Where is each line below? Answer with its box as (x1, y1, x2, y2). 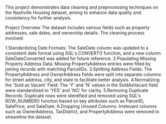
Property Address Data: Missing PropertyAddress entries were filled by (5, 61, 151, 66)
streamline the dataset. (5, 114, 52, 119)
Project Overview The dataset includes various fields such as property (5, 24, 150, 30)
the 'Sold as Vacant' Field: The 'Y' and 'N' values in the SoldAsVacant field (5, 82, 158, 88)
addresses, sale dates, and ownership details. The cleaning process (5, 30, 145, 35)
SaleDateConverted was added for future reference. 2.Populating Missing (5, 55, 156, 61)
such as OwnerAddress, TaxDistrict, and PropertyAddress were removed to (5, 108, 160, 114)
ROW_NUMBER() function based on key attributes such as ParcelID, (5, 98, 145, 104)
